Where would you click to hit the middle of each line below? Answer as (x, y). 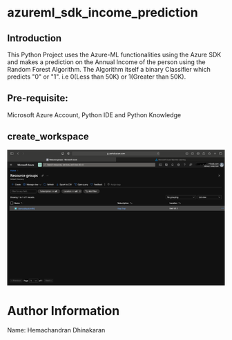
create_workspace (48, 137)
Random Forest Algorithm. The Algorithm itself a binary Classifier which (109, 69)
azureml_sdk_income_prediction (103, 13)
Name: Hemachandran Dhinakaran (56, 330)
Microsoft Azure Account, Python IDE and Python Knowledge (94, 114)
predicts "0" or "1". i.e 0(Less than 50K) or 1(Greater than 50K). (97, 77)
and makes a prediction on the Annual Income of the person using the (106, 62)
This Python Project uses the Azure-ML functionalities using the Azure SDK (114, 54)
